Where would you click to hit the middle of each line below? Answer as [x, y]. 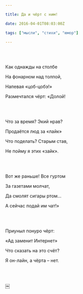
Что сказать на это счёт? [32, 251]
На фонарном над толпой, [34, 77]
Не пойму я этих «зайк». [32, 151]
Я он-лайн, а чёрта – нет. [32, 260]
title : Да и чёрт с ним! [32, 14]
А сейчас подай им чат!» [32, 206]
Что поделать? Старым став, [36, 141]
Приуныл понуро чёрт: [30, 231]
